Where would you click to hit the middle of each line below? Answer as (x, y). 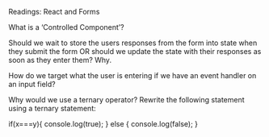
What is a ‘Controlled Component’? (66, 27)
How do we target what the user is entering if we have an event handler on (132, 75)
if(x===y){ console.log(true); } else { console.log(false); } (103, 124)
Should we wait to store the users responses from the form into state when (133, 43)
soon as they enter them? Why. (60, 60)
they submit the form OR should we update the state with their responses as (135, 51)
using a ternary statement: (52, 108)
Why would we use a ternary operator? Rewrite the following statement (126, 100)
